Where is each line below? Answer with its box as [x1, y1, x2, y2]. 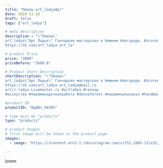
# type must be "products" [5, 114, 60, 119]
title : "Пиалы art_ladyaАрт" [5, 7, 64, 12]
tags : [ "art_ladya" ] [5, 20, 47, 26]
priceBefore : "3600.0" [5, 61, 51, 65]
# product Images [5, 127, 40, 132]
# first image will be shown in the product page [5, 132, 108, 137]
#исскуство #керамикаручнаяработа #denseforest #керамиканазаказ [5, 92, 140, 97]
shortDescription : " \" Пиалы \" [5, 74, 66, 79]
